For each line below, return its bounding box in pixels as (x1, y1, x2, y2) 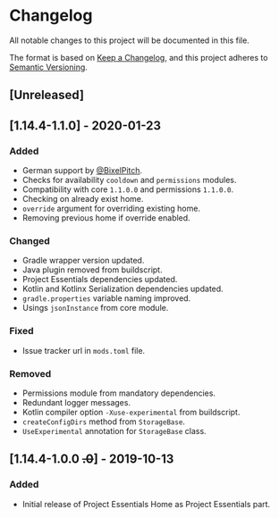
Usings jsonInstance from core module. (21, 303, 169, 313)
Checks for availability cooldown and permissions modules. (21, 175, 237, 186)
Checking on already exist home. (21, 194, 144, 205)
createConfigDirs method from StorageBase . (21, 416, 186, 427)
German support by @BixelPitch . (21, 165, 143, 176)
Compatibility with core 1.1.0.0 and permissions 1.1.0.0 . (21, 184, 234, 195)
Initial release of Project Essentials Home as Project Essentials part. (21, 498, 271, 509)
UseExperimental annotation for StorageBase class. (21, 425, 207, 436)
